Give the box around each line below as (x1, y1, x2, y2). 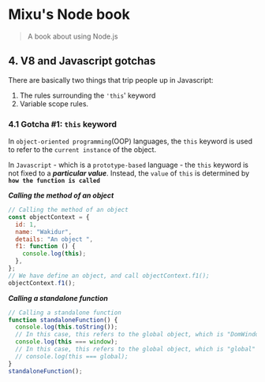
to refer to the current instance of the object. (8, 145, 156, 154)
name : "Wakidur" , (15, 228, 73, 236)
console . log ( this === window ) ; (15, 338, 118, 346)
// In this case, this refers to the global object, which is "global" (15, 345, 256, 354)
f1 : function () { (15, 243, 77, 250)
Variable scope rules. (19, 98, 89, 108)
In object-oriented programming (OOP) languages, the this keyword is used (8, 136, 253, 146)
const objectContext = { (8, 213, 90, 221)
